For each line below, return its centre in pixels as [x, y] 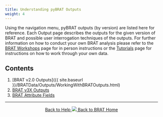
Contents [19, 68]
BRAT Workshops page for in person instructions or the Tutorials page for [78, 48]
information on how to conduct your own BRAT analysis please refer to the [79, 43]
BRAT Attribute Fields [33, 95]
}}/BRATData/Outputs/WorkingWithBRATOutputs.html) [66, 85]
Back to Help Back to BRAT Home [81, 110]
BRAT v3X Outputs [31, 90]
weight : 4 [15, 14]
